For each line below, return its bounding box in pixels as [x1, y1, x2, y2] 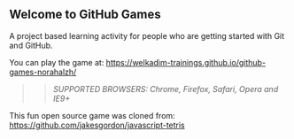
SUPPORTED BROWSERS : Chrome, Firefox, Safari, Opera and [52, 83, 279, 94]
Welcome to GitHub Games [9, 7, 161, 22]
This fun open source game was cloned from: [9, 110, 175, 120]
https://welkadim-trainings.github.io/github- [105, 57, 267, 67]
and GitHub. [9, 40, 53, 50]
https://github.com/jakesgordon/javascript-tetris [9, 120, 186, 130]
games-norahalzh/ [9, 66, 77, 77]
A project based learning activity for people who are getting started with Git [9, 30, 285, 41]
